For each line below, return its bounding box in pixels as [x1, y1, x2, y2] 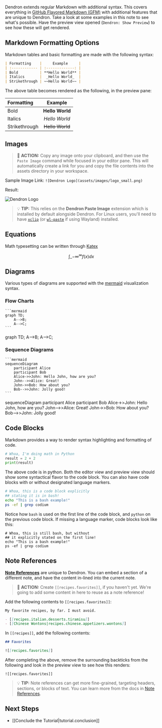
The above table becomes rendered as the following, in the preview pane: [5, 88, 152, 94]
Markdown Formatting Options [5, 39, 100, 47]
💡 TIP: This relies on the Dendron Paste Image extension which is [16, 206, 148, 211]
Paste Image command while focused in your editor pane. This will [16, 158, 149, 163]
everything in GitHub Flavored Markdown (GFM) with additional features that [5, 9, 158, 15]
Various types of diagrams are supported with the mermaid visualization [5, 280, 149, 286]
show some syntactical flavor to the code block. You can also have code [5, 474, 149, 480]
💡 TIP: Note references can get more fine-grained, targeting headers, [16, 680, 156, 686]
